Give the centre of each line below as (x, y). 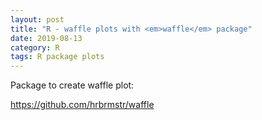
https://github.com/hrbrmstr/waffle (82, 105)
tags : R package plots (57, 57)
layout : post (37, 19)
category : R (35, 47)
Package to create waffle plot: (72, 85)
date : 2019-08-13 (46, 38)
